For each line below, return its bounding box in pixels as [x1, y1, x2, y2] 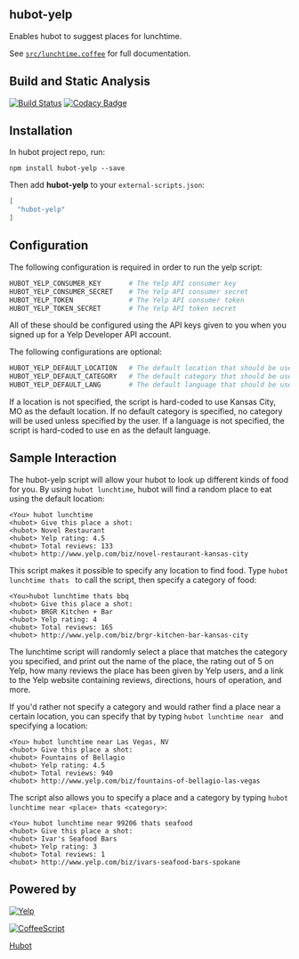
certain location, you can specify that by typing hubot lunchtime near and [9, 711, 284, 721]
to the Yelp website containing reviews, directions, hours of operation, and [9, 674, 282, 685]
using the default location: [9, 493, 105, 504]
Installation [9, 124, 73, 139]
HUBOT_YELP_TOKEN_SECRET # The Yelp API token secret [9, 304, 238, 313]
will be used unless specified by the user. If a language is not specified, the [9, 416, 285, 426]
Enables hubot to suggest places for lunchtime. [9, 30, 182, 41]
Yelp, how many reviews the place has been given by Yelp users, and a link [9, 665, 284, 676]
